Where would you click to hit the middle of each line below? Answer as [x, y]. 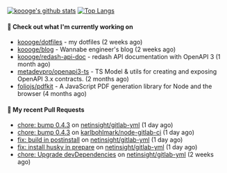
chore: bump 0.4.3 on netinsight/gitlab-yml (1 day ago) [95, 125]
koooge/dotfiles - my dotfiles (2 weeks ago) [80, 42]
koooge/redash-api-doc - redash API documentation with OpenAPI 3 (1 [119, 57]
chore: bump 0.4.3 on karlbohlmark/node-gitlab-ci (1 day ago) [106, 133]
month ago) [34, 64]
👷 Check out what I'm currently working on [70, 26]
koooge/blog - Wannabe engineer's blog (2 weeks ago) [96, 49]
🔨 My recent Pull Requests [46, 109]
